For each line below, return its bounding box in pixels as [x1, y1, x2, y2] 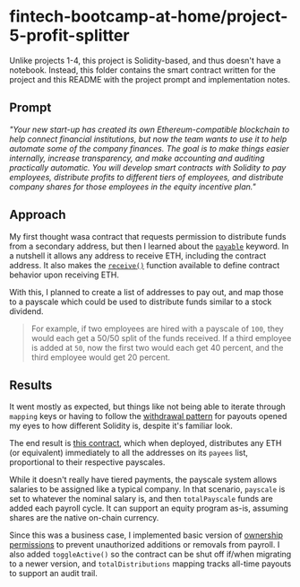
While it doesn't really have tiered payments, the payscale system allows [9, 474, 278, 486]
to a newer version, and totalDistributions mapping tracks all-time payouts [9, 558, 292, 569]
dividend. [9, 305, 44, 316]
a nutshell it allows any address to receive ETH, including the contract [9, 250, 267, 261]
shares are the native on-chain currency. [9, 513, 159, 523]
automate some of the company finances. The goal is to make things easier [9, 143, 289, 153]
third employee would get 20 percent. [30, 352, 171, 363]
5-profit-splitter [9, 25, 130, 46]
